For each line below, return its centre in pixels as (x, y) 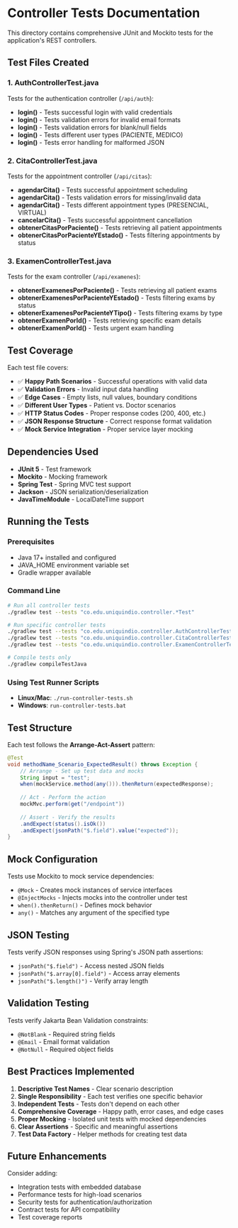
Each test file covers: (38, 368)
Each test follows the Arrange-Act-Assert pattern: (81, 744)
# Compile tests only (39, 658)
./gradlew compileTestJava (47, 664)
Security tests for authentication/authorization (85, 1202)
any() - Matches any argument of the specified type (93, 913)
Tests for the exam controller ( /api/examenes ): (74, 277)
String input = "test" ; (55, 778)
